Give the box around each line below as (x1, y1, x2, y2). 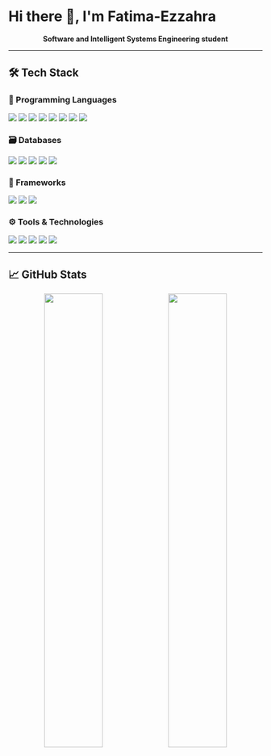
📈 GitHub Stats (8, 267, 87, 281)
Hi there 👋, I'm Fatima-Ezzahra (8, 7, 216, 26)
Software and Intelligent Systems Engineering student (43, 34, 228, 44)
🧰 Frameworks (8, 177, 66, 188)
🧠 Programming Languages (8, 94, 117, 106)
